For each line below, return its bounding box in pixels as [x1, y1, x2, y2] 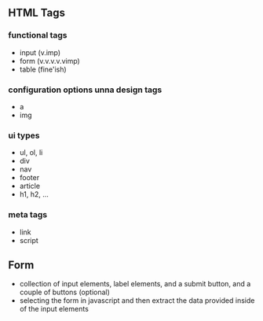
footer [19, 173, 40, 183]
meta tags [8, 209, 48, 220]
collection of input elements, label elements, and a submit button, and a [19, 279, 251, 289]
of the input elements [19, 304, 89, 314]
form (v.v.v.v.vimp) [19, 56, 80, 65]
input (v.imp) [19, 47, 61, 57]
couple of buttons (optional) [19, 287, 110, 297]
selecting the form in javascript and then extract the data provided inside [19, 296, 255, 305]
